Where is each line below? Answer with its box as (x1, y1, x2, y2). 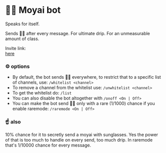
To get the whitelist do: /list (12, 90, 72, 96)
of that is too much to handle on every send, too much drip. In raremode (5, 137, 153, 143)
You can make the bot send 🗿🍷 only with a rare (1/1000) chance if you (12, 101, 155, 106)
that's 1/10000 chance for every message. (5, 142, 91, 148)
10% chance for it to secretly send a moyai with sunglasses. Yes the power (5, 131, 158, 138)
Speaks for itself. (5, 21, 40, 27)
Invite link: (5, 45, 26, 51)
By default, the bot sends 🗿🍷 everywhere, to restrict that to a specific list (12, 74, 162, 80)
